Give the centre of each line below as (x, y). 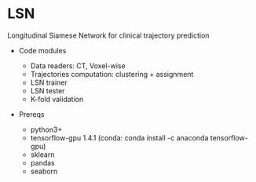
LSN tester (48, 90)
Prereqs (31, 114)
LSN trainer (49, 82)
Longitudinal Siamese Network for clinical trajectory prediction (108, 35)
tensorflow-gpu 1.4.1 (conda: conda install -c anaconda (119, 137)
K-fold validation (57, 99)
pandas (43, 162)
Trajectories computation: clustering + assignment (112, 74)
